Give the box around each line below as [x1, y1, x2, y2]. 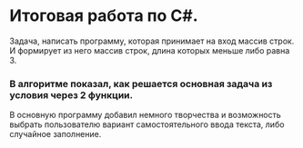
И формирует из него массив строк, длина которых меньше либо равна [9, 44, 290, 55]
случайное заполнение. [9, 129, 102, 140]
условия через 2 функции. [9, 88, 134, 101]
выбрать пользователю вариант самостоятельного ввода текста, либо [9, 119, 285, 130]
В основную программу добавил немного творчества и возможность [9, 110, 282, 121]
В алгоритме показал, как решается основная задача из [9, 77, 273, 90]
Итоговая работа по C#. [9, 5, 198, 26]
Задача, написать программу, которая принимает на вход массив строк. [9, 35, 295, 46]
